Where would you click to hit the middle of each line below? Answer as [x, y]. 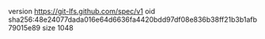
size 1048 [58, 28]
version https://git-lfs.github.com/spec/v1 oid [82, 11]
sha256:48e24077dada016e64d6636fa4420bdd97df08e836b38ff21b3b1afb [133, 19]
